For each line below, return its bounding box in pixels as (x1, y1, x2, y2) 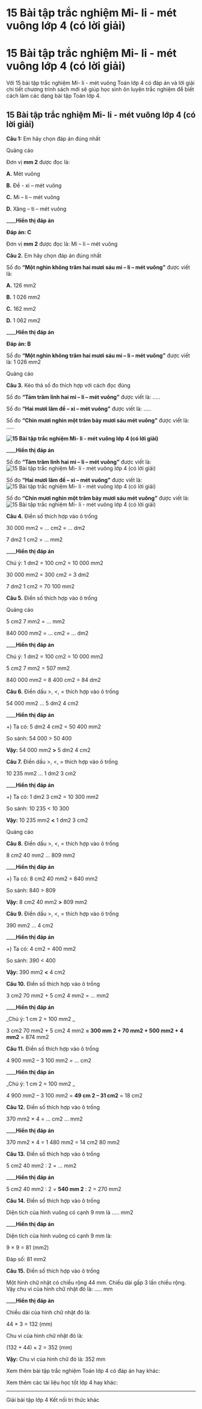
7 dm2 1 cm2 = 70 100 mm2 (6, 582, 75, 590)
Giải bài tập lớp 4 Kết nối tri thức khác (6, 1396, 100, 1403)
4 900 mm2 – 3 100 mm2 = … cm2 (6, 1057, 92, 1064)
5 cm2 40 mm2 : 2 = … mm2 (6, 1162, 77, 1169)
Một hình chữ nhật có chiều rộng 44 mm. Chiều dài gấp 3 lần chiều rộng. (6, 1279, 186, 1286)
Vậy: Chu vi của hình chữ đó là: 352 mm (6, 1355, 106, 1363)
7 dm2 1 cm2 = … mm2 (6, 536, 63, 543)
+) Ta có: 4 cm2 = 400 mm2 (6, 945, 76, 952)
